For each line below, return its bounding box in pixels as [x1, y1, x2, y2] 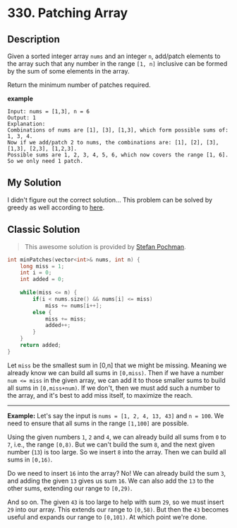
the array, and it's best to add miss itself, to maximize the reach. [7, 391, 193, 399]
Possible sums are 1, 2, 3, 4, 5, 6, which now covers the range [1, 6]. [7, 151, 229, 159]
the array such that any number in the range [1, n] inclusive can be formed [7, 59, 228, 68]
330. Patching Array [7, 5, 128, 21]
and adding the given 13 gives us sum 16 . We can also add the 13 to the [7, 476, 214, 485]
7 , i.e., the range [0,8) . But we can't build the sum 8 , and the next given [7, 440, 215, 449]
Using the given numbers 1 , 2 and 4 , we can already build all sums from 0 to [7, 432, 227, 441]
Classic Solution [7, 224, 80, 236]
